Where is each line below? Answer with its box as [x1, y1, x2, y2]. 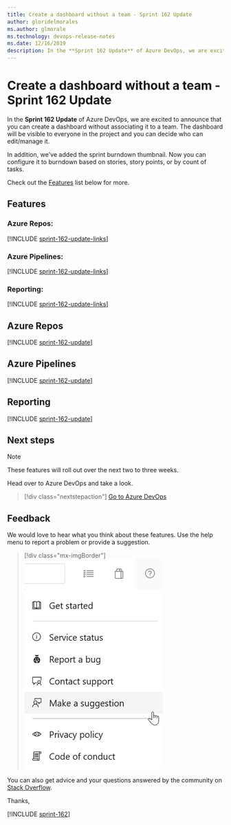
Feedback [7, 512, 51, 524]
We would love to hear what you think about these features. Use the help [7, 531, 213, 539]
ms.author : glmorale [7, 25, 67, 32]
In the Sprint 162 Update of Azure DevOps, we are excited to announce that [7, 115, 222, 123]
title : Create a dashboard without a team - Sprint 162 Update [7, 11, 192, 18]
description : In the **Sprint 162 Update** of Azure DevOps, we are [7, 47, 208, 54]
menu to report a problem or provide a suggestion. [7, 538, 151, 547]
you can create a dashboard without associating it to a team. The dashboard [7, 122, 223, 131]
